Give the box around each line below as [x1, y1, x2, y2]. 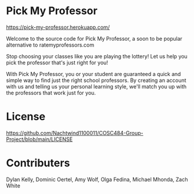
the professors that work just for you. [6, 89, 96, 96]
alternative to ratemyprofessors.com [6, 41, 95, 48]
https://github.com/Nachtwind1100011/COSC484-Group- [6, 129, 143, 136]
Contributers [6, 156, 71, 170]
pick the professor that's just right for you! [6, 59, 109, 66]
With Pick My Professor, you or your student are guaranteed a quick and [6, 70, 181, 77]
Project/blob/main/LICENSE [6, 136, 73, 143]
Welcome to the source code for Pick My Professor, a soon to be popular [6, 35, 183, 42]
